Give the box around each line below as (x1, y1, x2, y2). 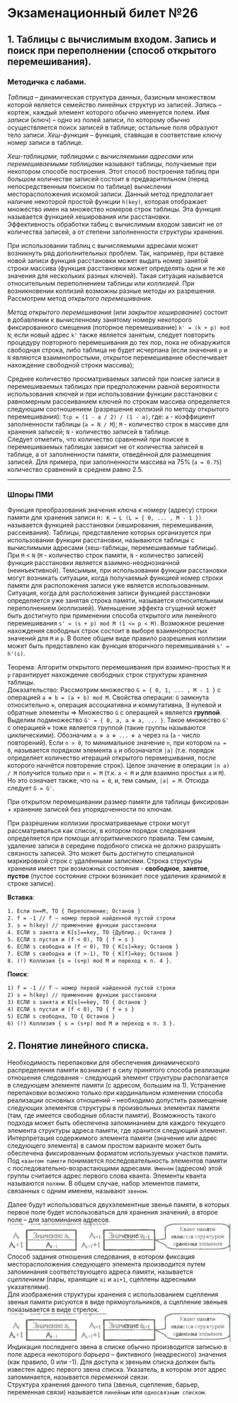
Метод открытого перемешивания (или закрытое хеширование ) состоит (7, 308, 228, 316)
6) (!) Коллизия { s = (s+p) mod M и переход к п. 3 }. (7, 1020, 176, 1028)
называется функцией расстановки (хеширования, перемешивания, (7, 521, 214, 530)
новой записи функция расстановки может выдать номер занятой (7, 256, 208, 264)
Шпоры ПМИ (7, 489, 54, 499)
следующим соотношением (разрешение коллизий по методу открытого (7, 404, 229, 413)
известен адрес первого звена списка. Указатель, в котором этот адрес (7, 1365, 227, 1373)
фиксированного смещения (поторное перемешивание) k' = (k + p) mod (7, 323, 230, 331)
